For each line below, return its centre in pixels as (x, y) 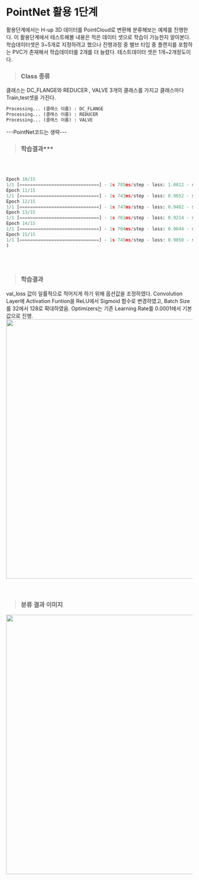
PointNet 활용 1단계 (52, 12)
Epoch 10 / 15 (21, 179)
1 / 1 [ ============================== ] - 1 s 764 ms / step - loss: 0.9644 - (98, 229)
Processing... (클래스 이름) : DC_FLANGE (55, 109)
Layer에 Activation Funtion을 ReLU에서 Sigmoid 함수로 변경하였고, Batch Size (98, 301)
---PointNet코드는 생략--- (36, 132)
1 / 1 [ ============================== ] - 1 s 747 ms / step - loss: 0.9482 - (98, 207)
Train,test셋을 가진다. (31, 98)
